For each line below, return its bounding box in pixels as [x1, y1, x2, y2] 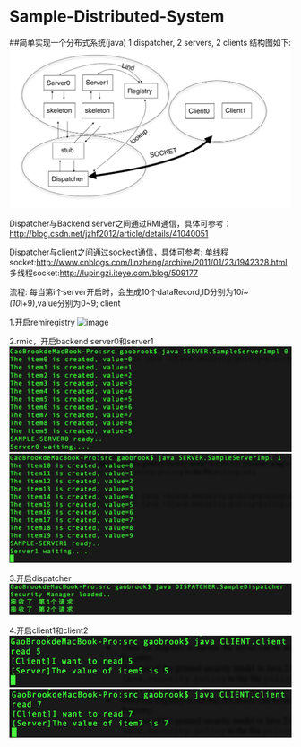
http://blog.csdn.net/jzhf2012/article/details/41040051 [9, 228, 209, 239]
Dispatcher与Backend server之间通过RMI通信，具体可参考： [9, 218, 232, 229]
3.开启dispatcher [9, 572, 72, 584]
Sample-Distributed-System [9, 6, 225, 27]
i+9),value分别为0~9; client [20, 298, 121, 308]
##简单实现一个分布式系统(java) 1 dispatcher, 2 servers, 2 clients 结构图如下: [9, 37, 291, 48]
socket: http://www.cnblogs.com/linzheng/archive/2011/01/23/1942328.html [9, 256, 288, 267]
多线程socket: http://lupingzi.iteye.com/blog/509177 [9, 267, 199, 278]
